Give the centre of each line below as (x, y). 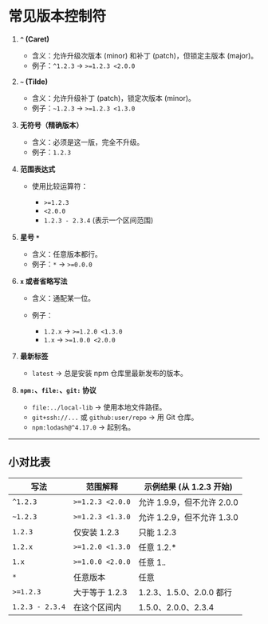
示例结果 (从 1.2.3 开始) (188, 486)
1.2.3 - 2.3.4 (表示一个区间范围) (99, 220)
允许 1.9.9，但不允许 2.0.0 (189, 502)
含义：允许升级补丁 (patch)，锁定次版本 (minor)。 (113, 98)
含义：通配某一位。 (63, 298)
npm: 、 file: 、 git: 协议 (58, 390)
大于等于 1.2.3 (100, 592)
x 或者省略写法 (43, 281)
